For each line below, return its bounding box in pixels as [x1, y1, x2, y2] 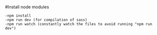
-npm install [5, 13, 31, 18]
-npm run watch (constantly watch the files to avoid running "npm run [5, 22, 152, 26]
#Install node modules [5, 4, 49, 10]
